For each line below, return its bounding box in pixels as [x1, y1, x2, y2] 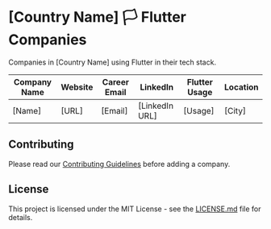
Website [60, 81, 94, 93]
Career [102, 76, 129, 87]
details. [8, 212, 33, 222]
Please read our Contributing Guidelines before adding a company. [8, 159, 231, 169]
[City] [224, 105, 246, 116]
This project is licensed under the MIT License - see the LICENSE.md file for [8, 204, 261, 214]
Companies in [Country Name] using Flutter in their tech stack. [8, 57, 216, 67]
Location [224, 81, 259, 93]
